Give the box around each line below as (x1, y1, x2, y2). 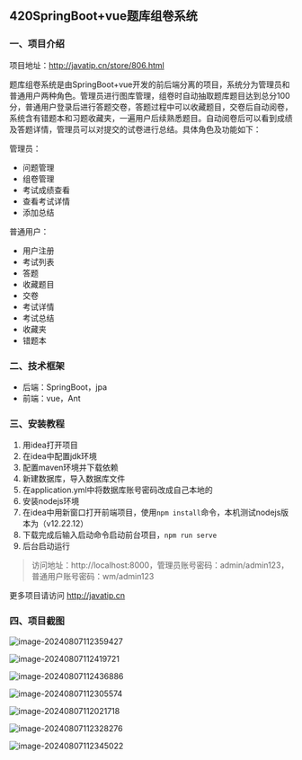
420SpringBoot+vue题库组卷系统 (9, 8, 198, 24)
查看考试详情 (22, 196, 70, 207)
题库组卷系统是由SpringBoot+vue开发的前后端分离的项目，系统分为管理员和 (9, 79, 290, 90)
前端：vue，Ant (22, 393, 81, 403)
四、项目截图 (9, 614, 66, 627)
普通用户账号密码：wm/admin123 (31, 571, 155, 582)
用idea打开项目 (22, 439, 78, 451)
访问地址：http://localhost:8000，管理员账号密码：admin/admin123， (31, 560, 289, 570)
